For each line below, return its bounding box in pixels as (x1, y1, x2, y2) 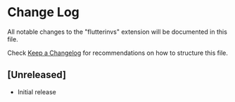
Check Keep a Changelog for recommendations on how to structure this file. (7, 49, 229, 57)
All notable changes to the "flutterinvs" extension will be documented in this (7, 27, 227, 36)
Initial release (17, 87, 56, 96)
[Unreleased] (7, 69, 67, 81)
